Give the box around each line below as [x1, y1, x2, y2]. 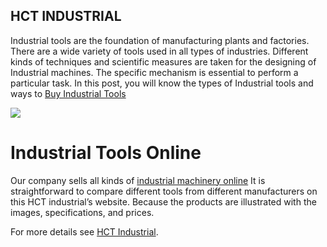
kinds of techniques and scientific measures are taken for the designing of [10, 55, 317, 68]
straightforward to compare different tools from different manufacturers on [10, 185, 318, 197]
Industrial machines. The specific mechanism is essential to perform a [10, 66, 299, 78]
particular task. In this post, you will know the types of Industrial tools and [10, 77, 314, 89]
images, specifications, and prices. [10, 206, 155, 218]
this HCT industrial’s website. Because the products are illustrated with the [10, 195, 317, 208]
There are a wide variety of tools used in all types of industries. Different [10, 45, 309, 57]
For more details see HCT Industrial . [10, 225, 159, 238]
